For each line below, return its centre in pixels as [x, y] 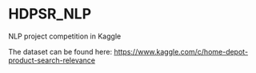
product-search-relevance [52, 60]
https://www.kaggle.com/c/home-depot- [181, 51]
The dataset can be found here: [60, 51]
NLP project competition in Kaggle [65, 36]
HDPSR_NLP [50, 14]
